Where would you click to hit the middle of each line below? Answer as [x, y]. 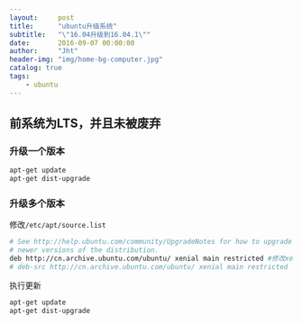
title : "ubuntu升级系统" [63, 26]
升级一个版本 [37, 151]
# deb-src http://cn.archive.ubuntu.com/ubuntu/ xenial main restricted [149, 266]
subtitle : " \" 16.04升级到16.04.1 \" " [80, 34]
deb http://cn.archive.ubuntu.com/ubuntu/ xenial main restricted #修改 [147, 259]
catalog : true [36, 68]
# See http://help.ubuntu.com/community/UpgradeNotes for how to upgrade [151, 242]
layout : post [42, 18]
